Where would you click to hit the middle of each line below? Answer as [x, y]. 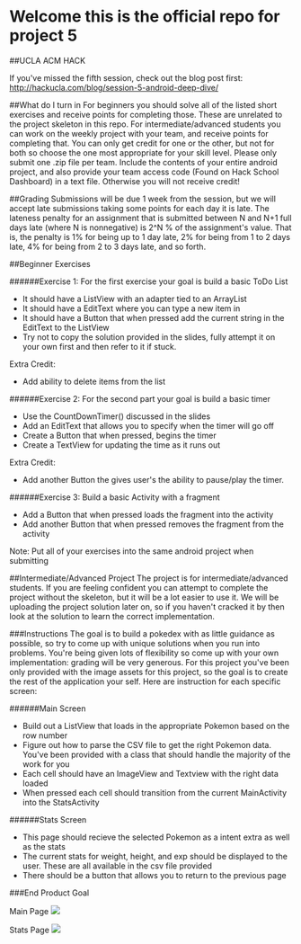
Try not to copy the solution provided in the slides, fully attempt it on [149, 337]
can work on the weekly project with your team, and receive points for [139, 133]
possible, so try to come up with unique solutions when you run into [135, 643]
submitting [29, 560]
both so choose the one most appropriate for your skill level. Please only [143, 152]
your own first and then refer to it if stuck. [99, 346]
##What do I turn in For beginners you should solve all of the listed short [143, 104]
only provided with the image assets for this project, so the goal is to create [149, 672]
